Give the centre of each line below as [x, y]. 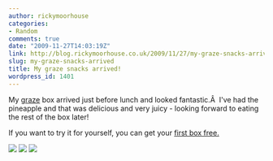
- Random [23, 31]
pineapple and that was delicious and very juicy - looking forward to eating [134, 108]
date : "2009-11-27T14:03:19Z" [60, 46]
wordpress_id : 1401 [41, 76]
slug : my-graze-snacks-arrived [61, 62]
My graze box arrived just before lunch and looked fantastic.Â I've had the [134, 99]
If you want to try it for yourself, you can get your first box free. [114, 133]
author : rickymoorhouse [49, 16]
